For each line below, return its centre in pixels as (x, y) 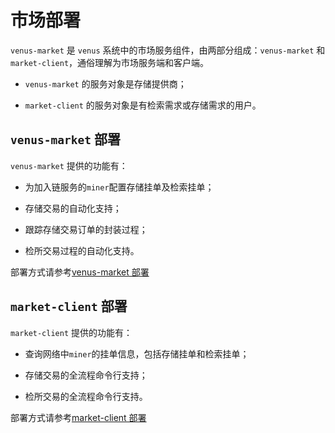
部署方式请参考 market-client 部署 (78, 417)
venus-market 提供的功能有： (69, 165)
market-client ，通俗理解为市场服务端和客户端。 (110, 62)
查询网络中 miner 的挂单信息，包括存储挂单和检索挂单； (137, 353)
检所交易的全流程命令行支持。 (86, 396)
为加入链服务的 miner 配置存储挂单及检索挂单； (119, 187)
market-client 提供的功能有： (71, 332)
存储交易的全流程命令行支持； (86, 375)
